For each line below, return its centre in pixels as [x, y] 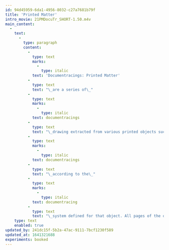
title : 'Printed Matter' [31, 15]
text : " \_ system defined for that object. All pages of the [96, 216]
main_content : [20, 24]
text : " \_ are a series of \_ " [63, 89]
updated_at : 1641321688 [30, 235]
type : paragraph [40, 43]
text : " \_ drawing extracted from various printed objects [94, 132]
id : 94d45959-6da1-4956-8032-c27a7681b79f [50, 10]
